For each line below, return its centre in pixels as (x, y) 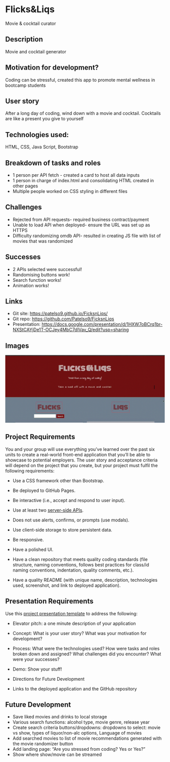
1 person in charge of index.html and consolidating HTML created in (83, 180)
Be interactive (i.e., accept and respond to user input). (69, 500)
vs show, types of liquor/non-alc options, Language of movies (77, 733)
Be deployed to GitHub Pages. (44, 490)
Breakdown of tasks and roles (53, 163)
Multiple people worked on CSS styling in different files (70, 191)
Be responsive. (28, 540)
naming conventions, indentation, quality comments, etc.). (73, 570)
